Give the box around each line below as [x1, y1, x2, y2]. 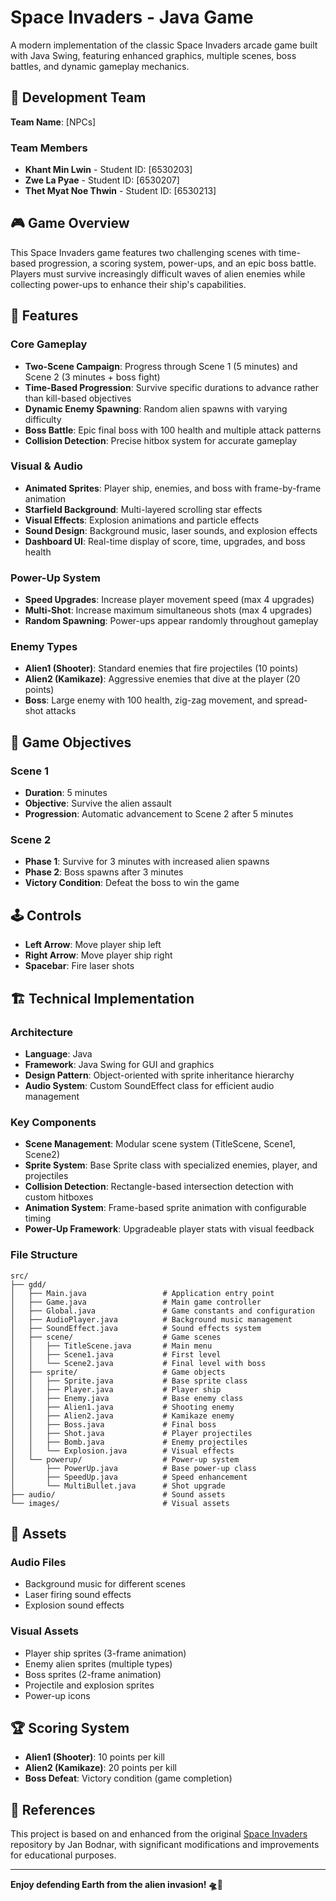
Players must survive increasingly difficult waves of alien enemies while [10, 267, 306, 280]
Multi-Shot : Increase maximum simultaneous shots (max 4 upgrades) [24, 604, 313, 616]
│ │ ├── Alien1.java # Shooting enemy [10, 1402, 235, 1412]
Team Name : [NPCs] [10, 116, 97, 128]
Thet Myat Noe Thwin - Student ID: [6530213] [24, 185, 217, 197]
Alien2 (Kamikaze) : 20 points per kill [24, 1762, 177, 1774]
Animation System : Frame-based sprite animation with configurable [24, 1202, 307, 1214]
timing [24, 1212, 52, 1225]
